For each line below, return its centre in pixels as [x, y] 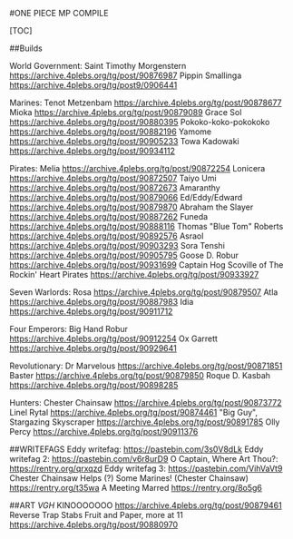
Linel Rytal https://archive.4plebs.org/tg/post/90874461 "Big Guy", [134, 412]
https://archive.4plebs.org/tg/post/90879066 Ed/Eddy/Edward [126, 197]
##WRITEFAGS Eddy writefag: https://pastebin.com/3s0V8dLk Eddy [137, 449]
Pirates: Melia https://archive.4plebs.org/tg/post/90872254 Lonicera [137, 168]
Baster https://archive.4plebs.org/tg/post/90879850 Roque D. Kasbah [140, 375]
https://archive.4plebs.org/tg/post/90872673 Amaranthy [115, 188]
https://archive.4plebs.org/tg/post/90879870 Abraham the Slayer [132, 207]
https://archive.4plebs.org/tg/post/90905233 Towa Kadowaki [124, 141]
